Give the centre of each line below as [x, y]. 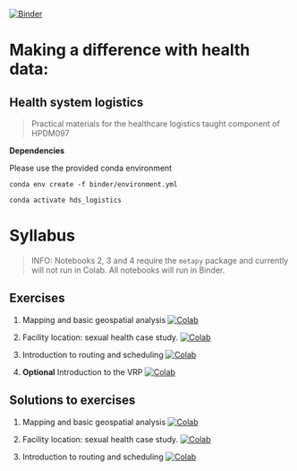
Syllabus [42, 235]
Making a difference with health [130, 50]
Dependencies [37, 151]
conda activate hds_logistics [66, 200]
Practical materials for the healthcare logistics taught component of [155, 124]
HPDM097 [50, 133]
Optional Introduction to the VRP [82, 371]
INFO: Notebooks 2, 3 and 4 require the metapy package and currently [160, 260]
